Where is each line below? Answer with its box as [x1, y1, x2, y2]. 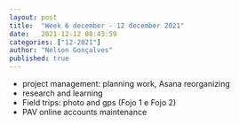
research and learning [21, 88, 104, 98]
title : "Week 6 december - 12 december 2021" [9, 21, 185, 30]
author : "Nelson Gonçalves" [9, 46, 114, 55]
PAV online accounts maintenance [21, 107, 147, 117]
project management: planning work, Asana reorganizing [21, 79, 231, 89]
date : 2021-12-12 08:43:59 [9, 29, 117, 38]
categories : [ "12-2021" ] [9, 37, 101, 47]
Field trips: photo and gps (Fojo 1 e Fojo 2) [21, 97, 177, 107]
